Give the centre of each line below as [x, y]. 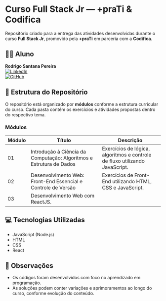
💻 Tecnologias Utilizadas [45, 220]
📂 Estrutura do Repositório [46, 92]
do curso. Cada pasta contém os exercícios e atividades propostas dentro [80, 109]
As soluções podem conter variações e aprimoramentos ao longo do [82, 288]
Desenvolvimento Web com [62, 196]
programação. [27, 283]
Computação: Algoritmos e [62, 158]
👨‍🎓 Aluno [20, 54]
